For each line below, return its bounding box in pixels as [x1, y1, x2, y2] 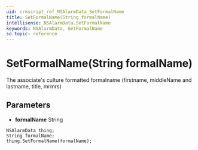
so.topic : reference [6, 31, 58, 37]
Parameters [6, 100, 51, 111]
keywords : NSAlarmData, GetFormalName [6, 25, 103, 32]
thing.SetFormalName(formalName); [6, 138, 93, 144]
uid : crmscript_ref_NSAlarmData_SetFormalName [6, 8, 124, 15]
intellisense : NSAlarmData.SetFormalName [6, 20, 111, 26]
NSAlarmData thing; [6, 127, 55, 133]
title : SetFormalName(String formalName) [6, 14, 111, 20]
